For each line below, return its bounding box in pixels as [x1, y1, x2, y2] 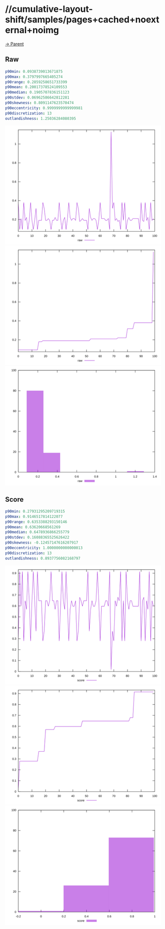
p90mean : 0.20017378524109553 [5, 85, 68, 90]
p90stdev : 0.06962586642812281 [5, 95, 70, 100]
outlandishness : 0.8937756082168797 [5, 556, 81, 561]
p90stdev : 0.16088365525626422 [5, 535, 70, 540]
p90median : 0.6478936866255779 [5, 530, 70, 535]
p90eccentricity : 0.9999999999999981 [5, 105, 83, 110]
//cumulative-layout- [5, 3, 93, 15]
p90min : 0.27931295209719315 [5, 509, 65, 514]
